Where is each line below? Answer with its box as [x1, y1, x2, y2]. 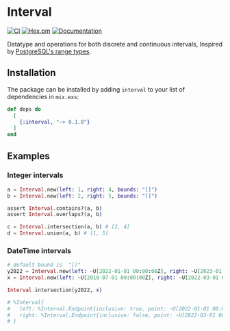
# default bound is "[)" [7, 261, 81, 269]
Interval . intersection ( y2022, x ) [7, 287, 103, 293]
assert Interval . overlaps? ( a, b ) [7, 211, 103, 218]
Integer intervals [7, 170, 64, 180]
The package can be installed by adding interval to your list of [7, 85, 186, 93]
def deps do [7, 105, 41, 113]
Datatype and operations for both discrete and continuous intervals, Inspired [7, 40, 223, 48]
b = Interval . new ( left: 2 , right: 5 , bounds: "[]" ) [7, 192, 157, 199]
